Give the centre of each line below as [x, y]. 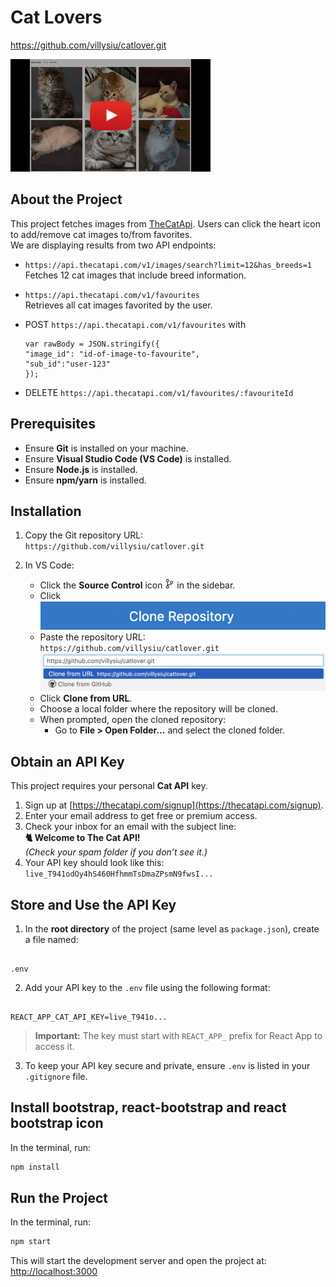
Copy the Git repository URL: [84, 535]
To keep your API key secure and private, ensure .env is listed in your [167, 1065]
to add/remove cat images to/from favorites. [101, 234]
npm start [31, 1242]
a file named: [51, 939]
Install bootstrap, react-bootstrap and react [148, 1107]
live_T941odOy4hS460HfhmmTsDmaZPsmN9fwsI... [119, 874]
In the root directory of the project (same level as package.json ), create [172, 928]
